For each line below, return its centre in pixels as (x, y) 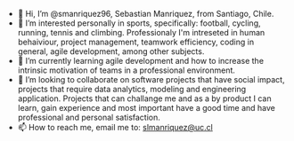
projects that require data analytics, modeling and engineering (132, 89)
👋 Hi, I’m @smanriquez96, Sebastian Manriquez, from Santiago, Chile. (146, 14)
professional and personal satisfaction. (89, 117)
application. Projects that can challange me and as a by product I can (144, 98)
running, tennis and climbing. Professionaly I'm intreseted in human (141, 32)
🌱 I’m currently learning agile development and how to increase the (141, 61)
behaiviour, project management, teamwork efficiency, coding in (136, 42)
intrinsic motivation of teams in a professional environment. (127, 70)
